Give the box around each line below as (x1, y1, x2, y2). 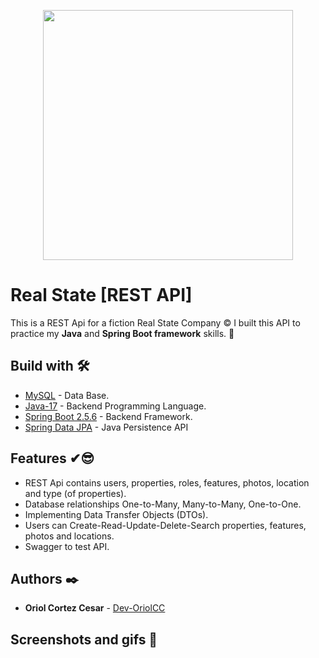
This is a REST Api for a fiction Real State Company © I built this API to (10, 316, 301, 329)
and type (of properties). (24, 487, 127, 499)
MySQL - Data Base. (24, 389, 110, 401)
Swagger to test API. (24, 540, 110, 552)
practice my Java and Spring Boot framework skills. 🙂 (10, 327, 235, 339)
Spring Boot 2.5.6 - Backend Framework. (24, 410, 193, 422)
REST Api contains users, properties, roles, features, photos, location (24, 476, 310, 489)
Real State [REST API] (10, 284, 193, 307)
